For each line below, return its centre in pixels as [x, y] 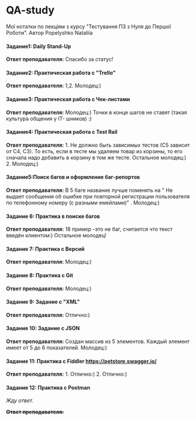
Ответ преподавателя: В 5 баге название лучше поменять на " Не [90, 190]
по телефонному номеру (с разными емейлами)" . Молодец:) [83, 203]
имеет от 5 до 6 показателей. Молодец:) [56, 348]
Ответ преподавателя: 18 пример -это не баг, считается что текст [90, 229]
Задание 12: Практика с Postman [48, 388]
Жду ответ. [20, 400]
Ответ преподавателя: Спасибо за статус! [60, 59]
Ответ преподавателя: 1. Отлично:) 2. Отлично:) [67, 374]
